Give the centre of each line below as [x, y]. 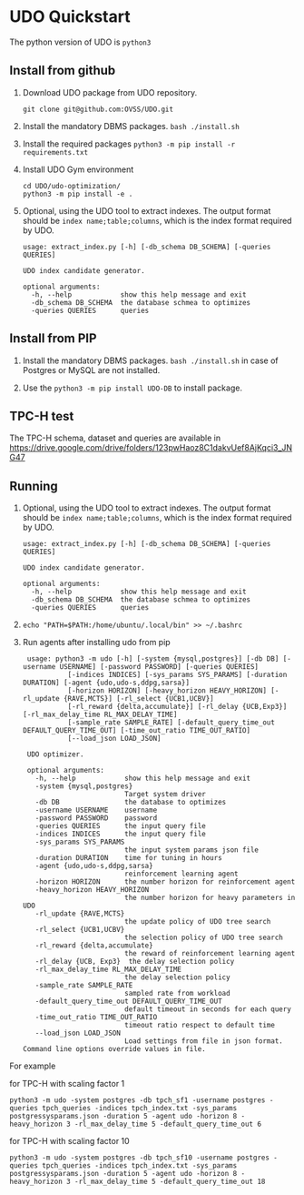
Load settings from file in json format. [203, 1041]
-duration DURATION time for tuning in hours [128, 858]
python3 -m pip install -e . [78, 194]
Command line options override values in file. [114, 1049]
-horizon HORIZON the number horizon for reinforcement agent [165, 882]
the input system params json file [191, 850]
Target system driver [165, 795]
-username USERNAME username [96, 810]
